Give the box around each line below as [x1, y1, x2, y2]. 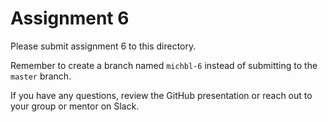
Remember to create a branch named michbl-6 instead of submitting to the [10, 59, 318, 71]
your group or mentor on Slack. [10, 100, 140, 112]
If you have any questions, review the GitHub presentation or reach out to [10, 89, 313, 101]
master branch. [10, 70, 72, 82]
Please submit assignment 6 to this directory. [10, 40, 197, 52]
